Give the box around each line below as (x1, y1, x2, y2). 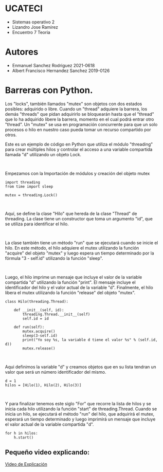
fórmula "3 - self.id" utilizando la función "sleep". (5, 255, 103, 261)
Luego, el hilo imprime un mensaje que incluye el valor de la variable (5, 274, 142, 280)
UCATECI (5, 3, 43, 14)
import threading (5, 180, 40, 185)
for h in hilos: (5, 431, 38, 436)
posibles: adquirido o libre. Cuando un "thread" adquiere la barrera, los (5, 106, 147, 112)
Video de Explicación (5, 461, 48, 467)
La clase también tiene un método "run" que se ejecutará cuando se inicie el (5, 239, 158, 246)
